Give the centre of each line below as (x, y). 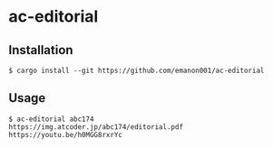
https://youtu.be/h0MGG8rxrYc (66, 134)
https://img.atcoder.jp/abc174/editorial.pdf (96, 127)
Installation (41, 50)
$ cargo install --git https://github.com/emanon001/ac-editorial (136, 70)
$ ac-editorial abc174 (51, 119)
